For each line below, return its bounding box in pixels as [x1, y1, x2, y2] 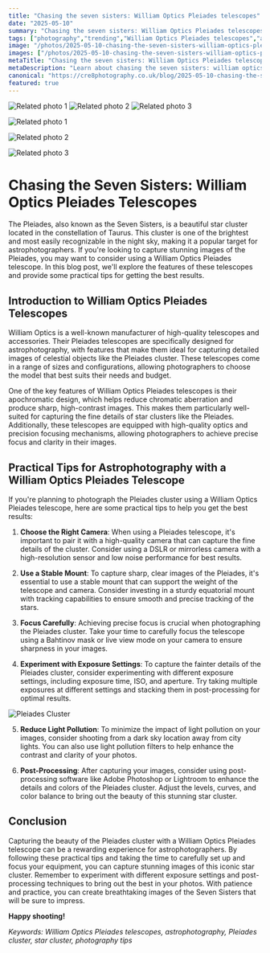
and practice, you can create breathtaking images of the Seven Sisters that [8, 887, 256, 897]
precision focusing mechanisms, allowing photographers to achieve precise [8, 429, 259, 439]
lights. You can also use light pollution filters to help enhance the [19, 742, 235, 751]
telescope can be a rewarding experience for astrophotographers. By [8, 845, 238, 854]
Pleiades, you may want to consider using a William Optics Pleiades [8, 254, 231, 264]
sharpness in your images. [19, 644, 108, 653]
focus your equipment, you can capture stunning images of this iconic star [8, 861, 255, 871]
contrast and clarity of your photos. [19, 751, 137, 760]
